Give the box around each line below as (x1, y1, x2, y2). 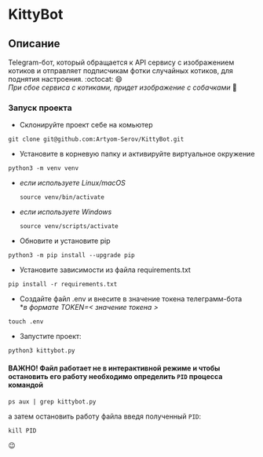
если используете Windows (19, 207, 112, 217)
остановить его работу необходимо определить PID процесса (8, 371, 223, 381)
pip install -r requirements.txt (8, 281, 118, 289)
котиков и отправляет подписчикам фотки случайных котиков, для (8, 66, 234, 76)
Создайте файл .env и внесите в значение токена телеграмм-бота (19, 294, 243, 304)
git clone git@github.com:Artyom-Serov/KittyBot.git (8, 135, 184, 143)
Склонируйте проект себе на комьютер (19, 120, 153, 130)
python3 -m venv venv (8, 164, 79, 172)
